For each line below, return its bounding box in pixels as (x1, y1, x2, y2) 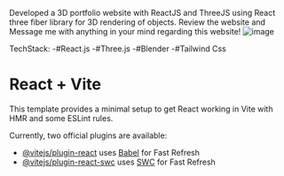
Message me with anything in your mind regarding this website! (9, 27, 241, 36)
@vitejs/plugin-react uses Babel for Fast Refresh (21, 147, 201, 157)
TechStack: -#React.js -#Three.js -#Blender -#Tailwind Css (9, 43, 226, 54)
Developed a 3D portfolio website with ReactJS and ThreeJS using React (9, 8, 276, 18)
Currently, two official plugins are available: (9, 130, 168, 141)
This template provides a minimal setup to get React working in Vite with (9, 103, 273, 114)
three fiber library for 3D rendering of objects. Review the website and (9, 17, 266, 27)
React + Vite (9, 74, 102, 95)
